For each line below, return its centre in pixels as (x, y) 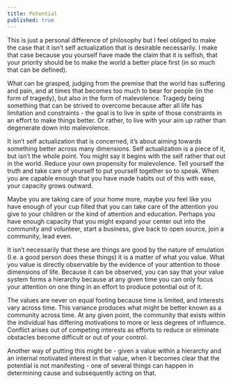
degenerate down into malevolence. (58, 128)
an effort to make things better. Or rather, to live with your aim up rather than (116, 120)
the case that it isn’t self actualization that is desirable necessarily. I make (112, 47)
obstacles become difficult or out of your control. (78, 337)
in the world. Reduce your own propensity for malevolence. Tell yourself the (116, 163)
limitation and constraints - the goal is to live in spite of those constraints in (115, 113)
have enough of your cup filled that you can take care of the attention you (113, 206)
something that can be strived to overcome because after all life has (105, 105)
